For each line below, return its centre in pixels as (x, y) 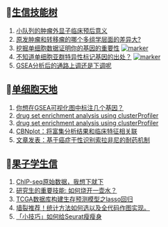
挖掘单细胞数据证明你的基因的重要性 (68, 48)
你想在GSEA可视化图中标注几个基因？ (70, 107)
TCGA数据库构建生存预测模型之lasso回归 (74, 199)
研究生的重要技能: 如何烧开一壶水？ (66, 191)
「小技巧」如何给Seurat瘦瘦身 (59, 217)
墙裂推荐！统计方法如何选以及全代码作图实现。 (83, 208)
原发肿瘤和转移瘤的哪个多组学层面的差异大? (78, 39)
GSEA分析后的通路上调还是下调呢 (64, 65)
